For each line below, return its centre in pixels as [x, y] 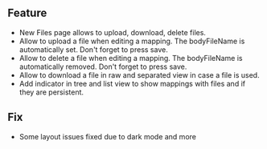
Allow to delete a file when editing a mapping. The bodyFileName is [131, 58]
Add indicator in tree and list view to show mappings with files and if [132, 83]
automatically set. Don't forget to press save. [93, 49]
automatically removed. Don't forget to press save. [103, 66]
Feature [27, 13]
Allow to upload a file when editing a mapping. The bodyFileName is [132, 41]
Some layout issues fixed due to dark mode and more [107, 136]
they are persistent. [51, 92]
